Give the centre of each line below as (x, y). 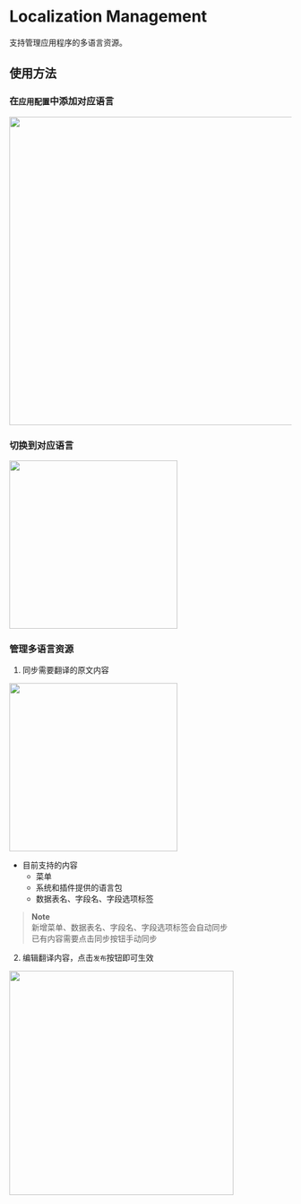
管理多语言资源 (42, 649)
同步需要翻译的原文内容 (65, 670)
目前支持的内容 (50, 865)
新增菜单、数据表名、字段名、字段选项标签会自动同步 (129, 928)
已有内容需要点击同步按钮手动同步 (94, 938)
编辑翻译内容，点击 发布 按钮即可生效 (88, 958)
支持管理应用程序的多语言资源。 (68, 42)
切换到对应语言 (42, 445)
